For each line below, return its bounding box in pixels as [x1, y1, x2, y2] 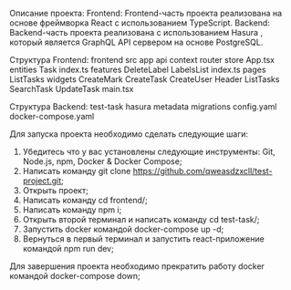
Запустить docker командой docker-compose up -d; [22, 223, 224, 234]
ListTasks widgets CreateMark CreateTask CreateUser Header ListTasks [9, 74, 280, 85]
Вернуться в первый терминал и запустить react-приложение [22, 233, 265, 244]
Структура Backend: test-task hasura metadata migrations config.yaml [9, 101, 277, 112]
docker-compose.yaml [9, 111, 95, 121]
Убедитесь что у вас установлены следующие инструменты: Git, [22, 146, 275, 157]
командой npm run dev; [22, 243, 114, 254]
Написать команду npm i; [22, 204, 122, 215]
